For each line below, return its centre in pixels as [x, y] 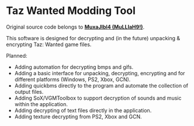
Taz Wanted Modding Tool [71, 11]
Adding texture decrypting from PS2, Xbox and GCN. [78, 116]
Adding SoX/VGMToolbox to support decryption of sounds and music [98, 98]
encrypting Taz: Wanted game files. [49, 44]
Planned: [17, 55]
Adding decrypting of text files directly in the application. [83, 110]
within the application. [41, 104]
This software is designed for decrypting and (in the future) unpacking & [93, 38]
